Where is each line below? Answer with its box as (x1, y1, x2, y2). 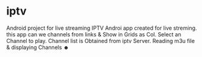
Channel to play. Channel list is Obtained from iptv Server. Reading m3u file (6, 37, 195, 44)
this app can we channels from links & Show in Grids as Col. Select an (6, 30, 181, 38)
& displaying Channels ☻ (6, 44, 69, 51)
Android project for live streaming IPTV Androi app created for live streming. (6, 24, 197, 32)
